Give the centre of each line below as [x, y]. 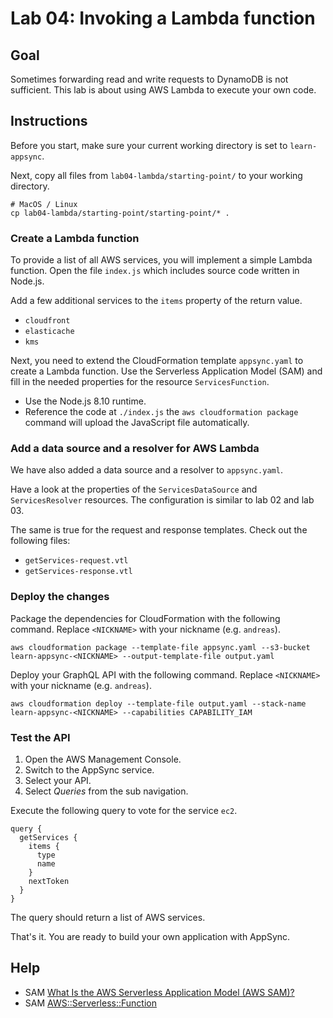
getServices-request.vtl [76, 561]
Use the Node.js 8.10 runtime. [85, 401]
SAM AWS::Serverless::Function [90, 1003]
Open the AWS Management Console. [103, 759]
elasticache [49, 332]
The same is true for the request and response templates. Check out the [159, 530]
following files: [40, 541]
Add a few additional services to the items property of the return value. [156, 301]
